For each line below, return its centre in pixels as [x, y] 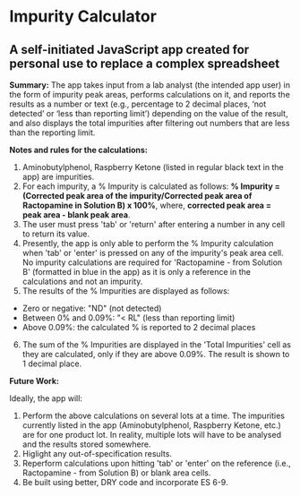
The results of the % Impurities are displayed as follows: [126, 291]
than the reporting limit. [52, 133]
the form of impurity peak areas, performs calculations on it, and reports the [150, 94]
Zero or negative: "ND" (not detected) [92, 308]
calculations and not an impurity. [82, 281]
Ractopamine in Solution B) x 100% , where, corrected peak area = [146, 205]
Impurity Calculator [83, 17]
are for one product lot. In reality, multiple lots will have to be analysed [152, 435]
